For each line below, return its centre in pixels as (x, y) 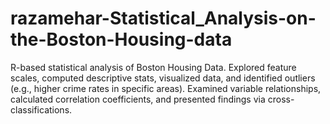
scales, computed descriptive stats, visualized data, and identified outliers (163, 78)
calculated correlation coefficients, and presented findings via (138, 99)
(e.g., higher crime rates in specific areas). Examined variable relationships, (166, 88)
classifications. (41, 109)
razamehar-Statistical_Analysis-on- (163, 18)
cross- (281, 99)
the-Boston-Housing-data (121, 39)
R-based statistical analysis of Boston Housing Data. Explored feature (153, 67)
